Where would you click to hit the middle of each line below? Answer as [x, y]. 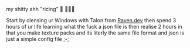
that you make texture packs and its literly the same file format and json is [95, 33]
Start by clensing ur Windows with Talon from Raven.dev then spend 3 [91, 20]
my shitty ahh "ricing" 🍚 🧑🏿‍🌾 [40, 9]
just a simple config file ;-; [38, 39]
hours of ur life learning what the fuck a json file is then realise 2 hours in [94, 27]
